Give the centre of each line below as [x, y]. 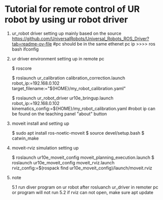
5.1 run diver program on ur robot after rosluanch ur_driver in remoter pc [85, 187]
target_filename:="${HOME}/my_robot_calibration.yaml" [69, 88]
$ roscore [22, 68]
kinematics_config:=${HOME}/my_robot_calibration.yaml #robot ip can [83, 108]
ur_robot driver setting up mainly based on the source [66, 33]
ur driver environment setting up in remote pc [58, 58]
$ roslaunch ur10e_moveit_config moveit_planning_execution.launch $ [83, 157]
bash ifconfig [25, 49]
